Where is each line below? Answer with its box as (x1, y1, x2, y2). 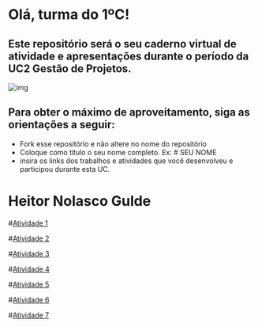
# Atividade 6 (8, 295, 50, 304)
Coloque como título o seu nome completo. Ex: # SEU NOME (19, 147, 217, 157)
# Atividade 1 (8, 218, 49, 227)
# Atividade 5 (8, 279, 50, 289)
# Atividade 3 (8, 249, 50, 258)
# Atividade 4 (8, 264, 50, 274)
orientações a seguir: (8, 118, 116, 131)
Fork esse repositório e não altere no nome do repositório (19, 139, 208, 148)
